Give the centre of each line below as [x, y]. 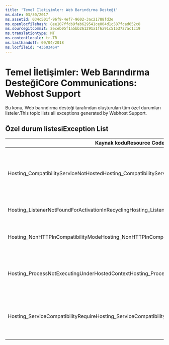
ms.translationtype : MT [30, 33]
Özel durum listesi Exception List [57, 129]
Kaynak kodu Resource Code [130, 143]
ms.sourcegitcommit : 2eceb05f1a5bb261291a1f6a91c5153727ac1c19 [73, 29]
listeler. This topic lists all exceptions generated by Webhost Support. [76, 113]
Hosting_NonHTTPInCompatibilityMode [55, 237]
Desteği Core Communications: [71, 83]
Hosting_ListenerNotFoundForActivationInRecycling [69, 210]
